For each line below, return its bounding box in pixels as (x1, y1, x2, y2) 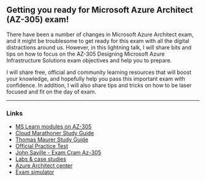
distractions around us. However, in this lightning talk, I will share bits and (6, 43, 192, 51)
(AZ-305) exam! (6, 15, 69, 25)
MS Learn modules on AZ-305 (15, 123, 92, 130)
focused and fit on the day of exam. (6, 88, 96, 95)
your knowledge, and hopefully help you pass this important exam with (6, 75, 186, 82)
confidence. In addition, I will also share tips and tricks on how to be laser (6, 81, 192, 89)
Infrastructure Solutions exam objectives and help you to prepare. (6, 56, 172, 64)
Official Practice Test (15, 142, 69, 150)
